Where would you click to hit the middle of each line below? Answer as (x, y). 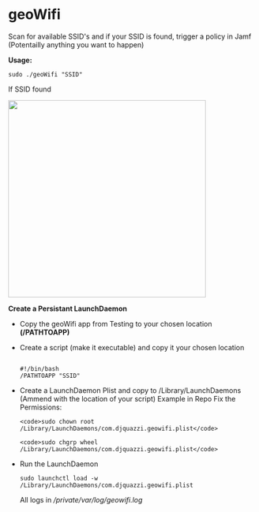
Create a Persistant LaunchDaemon (68, 308)
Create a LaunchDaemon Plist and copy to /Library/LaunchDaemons (130, 390)
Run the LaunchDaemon (59, 464)
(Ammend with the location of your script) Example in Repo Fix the (128, 398)
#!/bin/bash (39, 368)
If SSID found (30, 89)
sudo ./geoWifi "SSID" (45, 74)
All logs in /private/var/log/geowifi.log (81, 499)
